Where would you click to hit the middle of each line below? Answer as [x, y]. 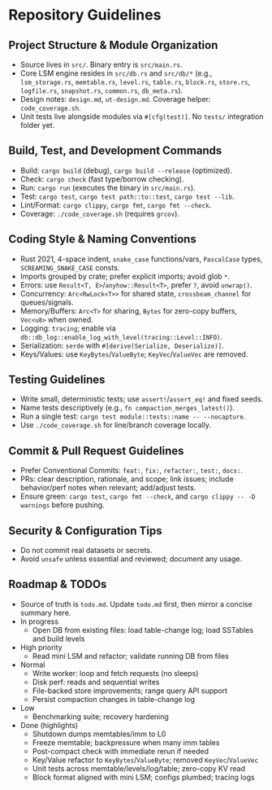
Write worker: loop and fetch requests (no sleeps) [115, 673]
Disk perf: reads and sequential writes [96, 682]
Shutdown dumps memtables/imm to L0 [99, 734]
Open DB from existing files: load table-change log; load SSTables [143, 630]
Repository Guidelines [85, 15]
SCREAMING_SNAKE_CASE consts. [70, 267]
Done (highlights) [49, 725]
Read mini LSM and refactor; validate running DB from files [130, 656]
